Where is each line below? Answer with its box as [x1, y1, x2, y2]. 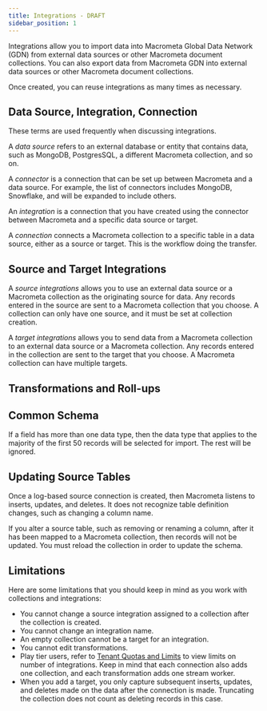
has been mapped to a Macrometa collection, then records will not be [8, 532, 237, 542]
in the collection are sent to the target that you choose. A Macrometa [8, 350, 235, 359]
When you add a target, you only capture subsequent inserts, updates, [19, 677, 253, 686]
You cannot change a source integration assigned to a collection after [19, 609, 249, 618]
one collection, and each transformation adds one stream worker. [19, 668, 236, 677]
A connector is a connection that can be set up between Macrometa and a [8, 174, 253, 184]
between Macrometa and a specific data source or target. [8, 215, 198, 224]
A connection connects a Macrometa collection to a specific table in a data [8, 231, 255, 240]
